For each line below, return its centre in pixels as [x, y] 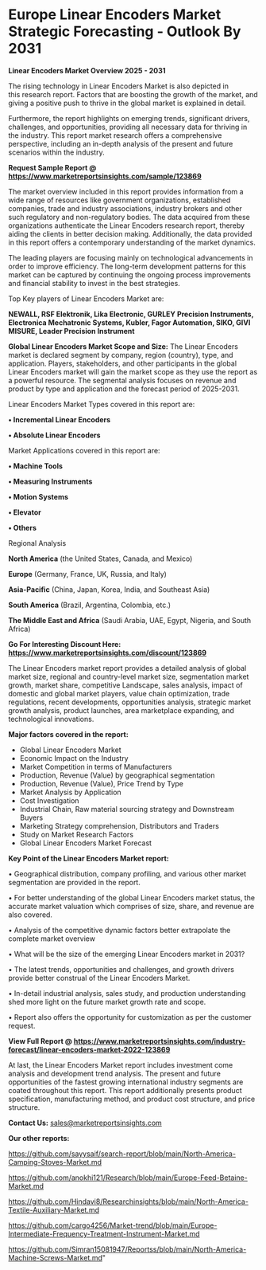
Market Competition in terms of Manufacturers [96, 766]
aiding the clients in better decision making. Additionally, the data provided [130, 233]
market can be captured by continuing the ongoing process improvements [130, 274]
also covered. [31, 915]
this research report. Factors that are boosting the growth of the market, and [133, 94]
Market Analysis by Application [70, 792]
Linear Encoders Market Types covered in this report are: [102, 404]
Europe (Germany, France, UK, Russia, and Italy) [87, 574]
